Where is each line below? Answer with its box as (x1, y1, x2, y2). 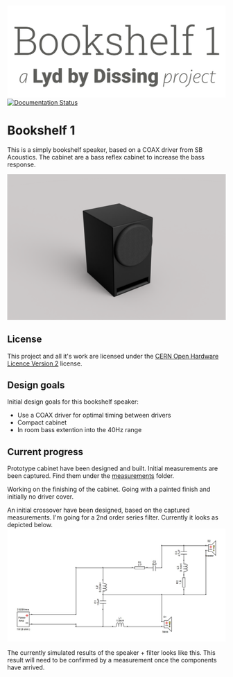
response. (7, 160, 36, 169)
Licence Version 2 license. (7, 359, 83, 368)
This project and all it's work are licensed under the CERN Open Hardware (7, 352, 219, 360)
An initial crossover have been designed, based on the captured (7, 506, 190, 515)
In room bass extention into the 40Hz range (17, 426, 142, 434)
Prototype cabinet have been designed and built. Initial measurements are (7, 464, 218, 473)
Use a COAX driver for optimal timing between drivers (17, 411, 171, 420)
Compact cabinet (17, 418, 67, 427)
